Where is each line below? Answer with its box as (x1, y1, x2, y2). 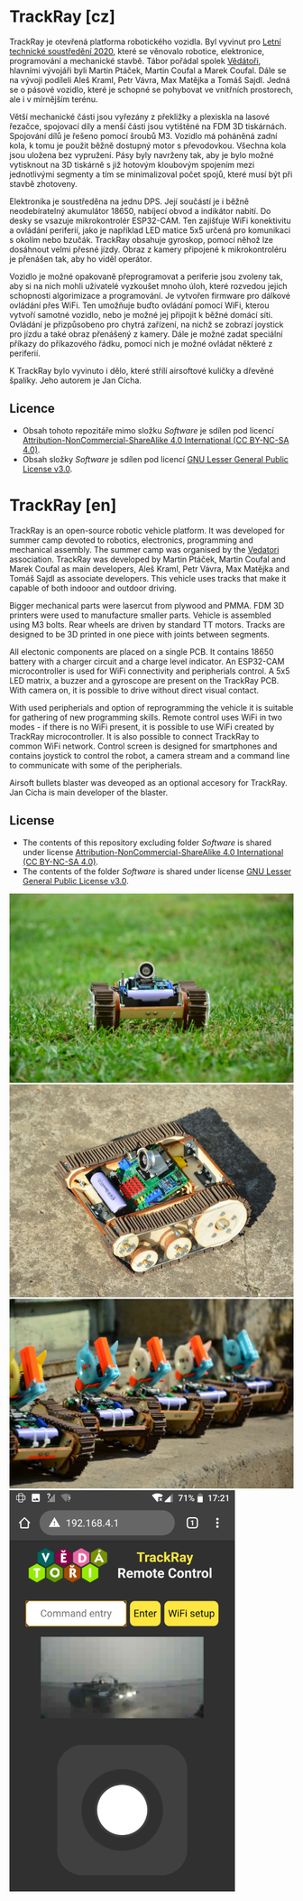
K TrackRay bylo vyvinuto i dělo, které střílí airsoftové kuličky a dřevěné (9, 365, 274, 376)
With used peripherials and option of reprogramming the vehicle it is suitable (9, 702, 294, 713)
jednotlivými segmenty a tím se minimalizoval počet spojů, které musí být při (9, 169, 293, 180)
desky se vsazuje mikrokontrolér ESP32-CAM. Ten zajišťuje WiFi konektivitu (9, 215, 291, 226)
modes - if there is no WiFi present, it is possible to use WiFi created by (9, 721, 275, 732)
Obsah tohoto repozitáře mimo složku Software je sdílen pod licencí (22, 424, 274, 435)
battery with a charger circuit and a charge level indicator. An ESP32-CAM (9, 656, 285, 666)
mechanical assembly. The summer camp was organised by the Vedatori (9, 544, 280, 554)
